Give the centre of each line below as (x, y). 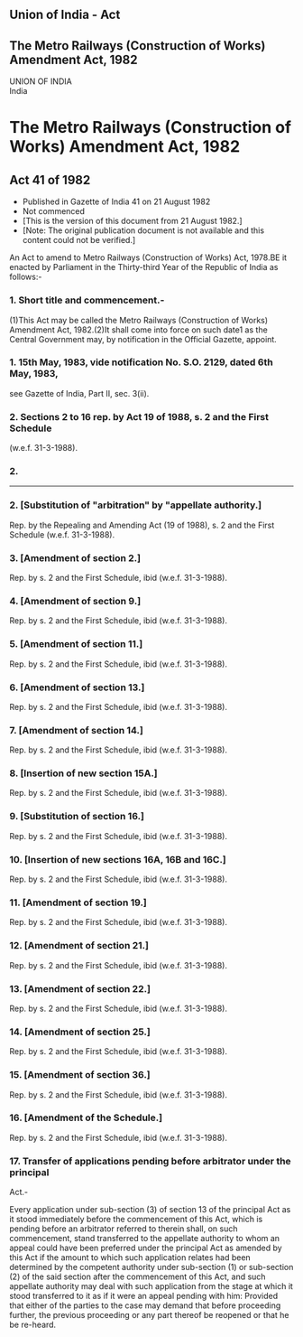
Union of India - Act (65, 15)
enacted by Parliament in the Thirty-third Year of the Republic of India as (144, 267)
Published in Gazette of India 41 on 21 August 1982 (116, 201)
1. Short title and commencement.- (87, 300)
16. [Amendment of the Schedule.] (86, 1117)
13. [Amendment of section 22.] (80, 988)
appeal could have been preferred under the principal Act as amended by (146, 1248)
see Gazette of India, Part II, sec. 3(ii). (79, 393)
